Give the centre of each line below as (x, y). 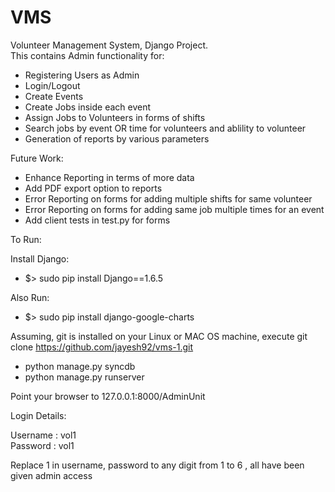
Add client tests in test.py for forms (97, 220)
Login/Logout (52, 85)
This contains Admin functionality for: (87, 55)
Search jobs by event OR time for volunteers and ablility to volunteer (165, 128)
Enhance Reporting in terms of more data (109, 177)
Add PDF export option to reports (93, 188)
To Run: (26, 239)
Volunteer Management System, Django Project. (109, 45)
